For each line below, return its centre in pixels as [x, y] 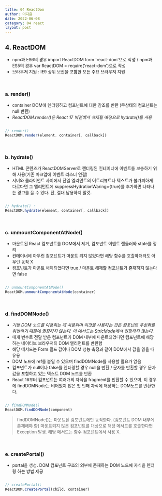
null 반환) [21, 111]
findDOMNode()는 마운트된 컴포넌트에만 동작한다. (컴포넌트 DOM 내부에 [86, 420]
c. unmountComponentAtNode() [44, 232]
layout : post [18, 28]
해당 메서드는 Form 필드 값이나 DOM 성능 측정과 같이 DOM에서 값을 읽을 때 [83, 349]
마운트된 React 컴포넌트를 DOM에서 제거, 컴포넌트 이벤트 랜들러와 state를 [82, 244]
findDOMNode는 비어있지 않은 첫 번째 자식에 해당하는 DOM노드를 [80, 386]
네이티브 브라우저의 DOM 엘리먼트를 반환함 [62, 343]
